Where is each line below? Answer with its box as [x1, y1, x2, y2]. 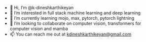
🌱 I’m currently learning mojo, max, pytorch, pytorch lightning [9, 15, 135, 21]
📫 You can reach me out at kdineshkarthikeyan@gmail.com [9, 31, 132, 37]
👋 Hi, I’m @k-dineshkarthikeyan [9, 5, 74, 10]
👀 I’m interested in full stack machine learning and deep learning [9, 10, 141, 16]
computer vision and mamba [9, 26, 68, 32]
